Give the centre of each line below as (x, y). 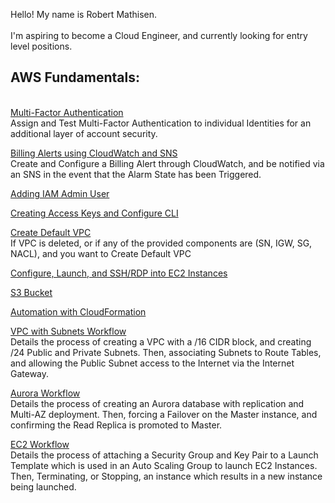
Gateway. (30, 373)
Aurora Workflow (45, 393)
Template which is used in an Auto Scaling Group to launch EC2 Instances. (164, 465)
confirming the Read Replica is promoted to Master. (116, 425)
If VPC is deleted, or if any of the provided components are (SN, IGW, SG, (161, 243)
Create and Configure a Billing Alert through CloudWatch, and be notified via (167, 163)
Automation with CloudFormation (78, 311)
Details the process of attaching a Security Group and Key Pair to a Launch (164, 455)
